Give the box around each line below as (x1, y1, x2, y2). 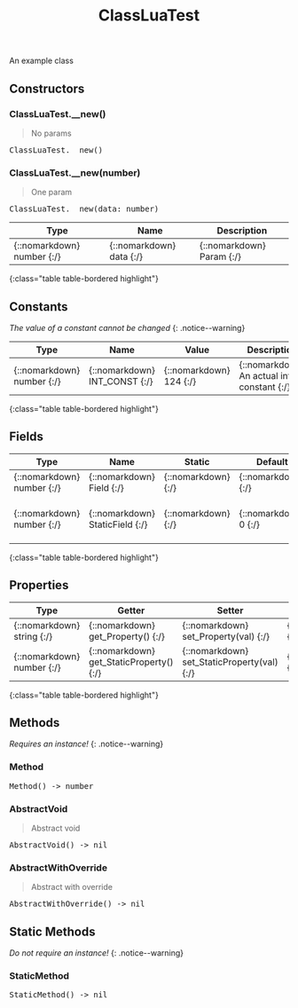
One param (30, 187, 73, 198)
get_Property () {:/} (88, 630, 166, 642)
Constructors (9, 81, 85, 96)
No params (30, 128, 73, 138)
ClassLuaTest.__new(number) (9, 166, 141, 178)
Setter (216, 604, 244, 617)
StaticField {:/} (88, 518, 148, 531)
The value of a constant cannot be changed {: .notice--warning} (9, 322, 246, 333)
